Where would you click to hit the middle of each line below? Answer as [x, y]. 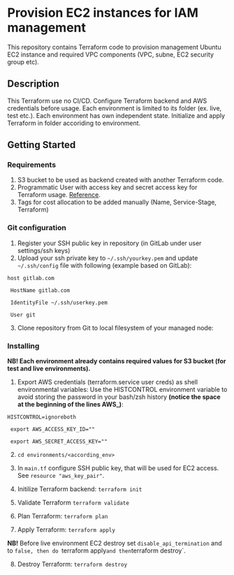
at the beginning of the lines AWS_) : [70, 405]
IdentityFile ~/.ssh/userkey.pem [59, 303]
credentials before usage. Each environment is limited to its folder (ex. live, [115, 108]
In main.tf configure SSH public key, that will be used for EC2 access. [118, 468]
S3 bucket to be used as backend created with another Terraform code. [120, 180]
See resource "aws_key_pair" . [61, 476]
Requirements [32, 165]
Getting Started [42, 145]
